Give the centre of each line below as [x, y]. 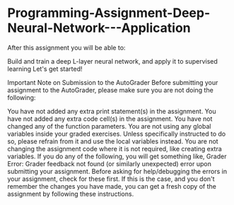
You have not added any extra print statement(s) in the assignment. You [112, 111]
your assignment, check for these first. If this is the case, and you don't [111, 179]
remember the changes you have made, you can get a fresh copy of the [112, 186]
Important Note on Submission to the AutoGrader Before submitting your [113, 82]
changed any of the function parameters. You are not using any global [109, 126]
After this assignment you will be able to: [66, 47]
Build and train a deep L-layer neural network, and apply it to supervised [112, 61]
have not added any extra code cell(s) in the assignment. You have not [110, 119]
